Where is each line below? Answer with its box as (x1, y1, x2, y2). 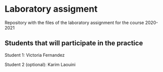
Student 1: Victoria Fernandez (4, 52, 65, 58)
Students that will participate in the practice (4, 39, 143, 48)
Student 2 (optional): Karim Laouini (4, 61, 76, 67)
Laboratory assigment (4, 3, 98, 15)
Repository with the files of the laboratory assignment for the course (4, 20, 144, 25)
